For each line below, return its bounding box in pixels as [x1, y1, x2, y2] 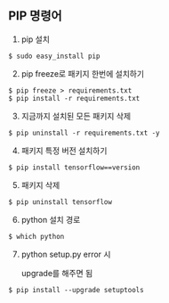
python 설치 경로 [20, 214, 81, 225]
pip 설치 [20, 34, 51, 45]
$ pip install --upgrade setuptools [8, 285, 144, 294]
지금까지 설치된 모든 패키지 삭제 [20, 111, 131, 121]
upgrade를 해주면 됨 [20, 267, 93, 278]
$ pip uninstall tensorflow [8, 197, 113, 207]
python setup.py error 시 [20, 249, 111, 259]
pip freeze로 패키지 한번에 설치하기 [20, 68, 144, 78]
